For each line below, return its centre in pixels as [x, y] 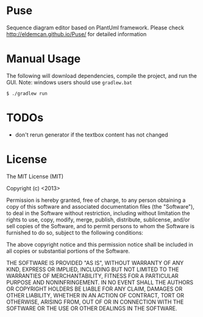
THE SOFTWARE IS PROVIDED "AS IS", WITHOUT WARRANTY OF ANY [95, 263]
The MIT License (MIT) [35, 176]
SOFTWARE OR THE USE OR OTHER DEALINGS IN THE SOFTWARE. [92, 308]
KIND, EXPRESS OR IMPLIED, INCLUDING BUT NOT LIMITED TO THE [93, 269]
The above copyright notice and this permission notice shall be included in [100, 244]
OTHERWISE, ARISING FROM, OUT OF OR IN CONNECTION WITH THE [95, 302]
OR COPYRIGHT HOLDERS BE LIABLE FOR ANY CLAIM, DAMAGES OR [94, 289]
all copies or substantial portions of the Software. [68, 251]
